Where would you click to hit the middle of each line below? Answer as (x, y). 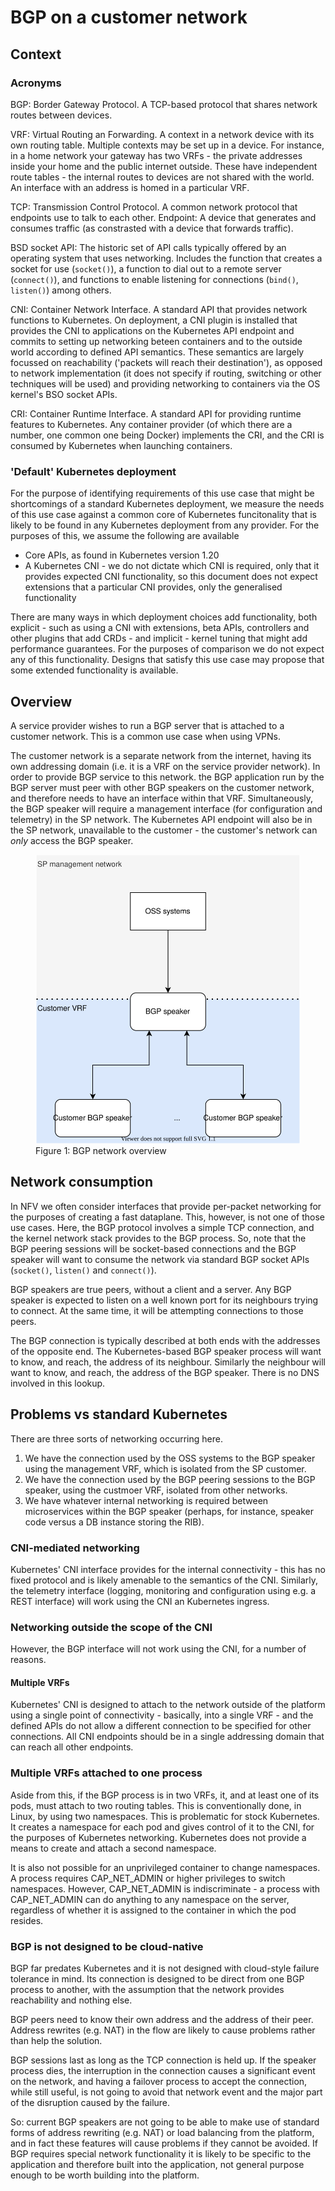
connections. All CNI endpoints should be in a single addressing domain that (167, 1737)
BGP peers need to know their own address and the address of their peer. (162, 2020)
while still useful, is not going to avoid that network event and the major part (166, 2092)
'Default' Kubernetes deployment (93, 471)
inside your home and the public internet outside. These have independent (164, 166)
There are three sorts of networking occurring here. (116, 1438)
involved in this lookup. (58, 1383)
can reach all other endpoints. (72, 1747)
